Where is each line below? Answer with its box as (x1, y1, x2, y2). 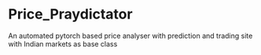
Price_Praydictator (8, 5, 133, 23)
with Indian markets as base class (8, 39, 118, 48)
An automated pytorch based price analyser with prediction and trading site (8, 31, 253, 40)
